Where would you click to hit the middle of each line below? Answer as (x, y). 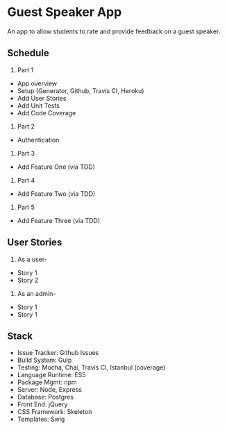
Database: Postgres (45, 397)
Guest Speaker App (65, 12)
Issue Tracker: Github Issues (58, 353)
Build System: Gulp (44, 360)
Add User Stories (42, 98)
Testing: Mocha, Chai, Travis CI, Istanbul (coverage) (91, 367)
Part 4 (26, 180)
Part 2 (26, 126)
